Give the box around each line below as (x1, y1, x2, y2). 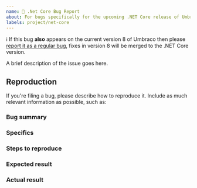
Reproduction (6, 76, 57, 86)
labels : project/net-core (6, 19, 69, 25)
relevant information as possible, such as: (6, 99, 107, 106)
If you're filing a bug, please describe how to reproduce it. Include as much (6, 92, 188, 99)
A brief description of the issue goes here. (6, 60, 108, 67)
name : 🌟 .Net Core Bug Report (6, 8, 80, 15)
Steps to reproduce (6, 144, 62, 152)
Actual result (6, 176, 44, 184)
